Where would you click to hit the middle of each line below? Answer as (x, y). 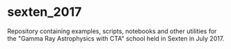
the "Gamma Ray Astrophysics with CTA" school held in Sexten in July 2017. (116, 38)
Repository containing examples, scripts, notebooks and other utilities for (112, 31)
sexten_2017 (45, 12)
